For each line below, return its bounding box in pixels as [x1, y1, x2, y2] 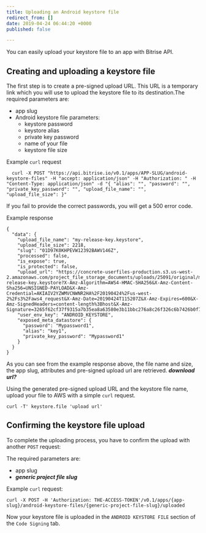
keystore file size [24, 147, 67, 154]
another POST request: [6, 443, 61, 450]
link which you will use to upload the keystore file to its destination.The [6, 89, 185, 96]
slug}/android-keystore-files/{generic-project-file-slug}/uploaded [6, 502, 185, 508]
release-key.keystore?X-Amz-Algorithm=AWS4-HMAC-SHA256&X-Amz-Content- [6, 280, 193, 286]
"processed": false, [17, 253, 70, 259]
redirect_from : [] [6, 15, 53, 21]
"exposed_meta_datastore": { [17, 317, 92, 324]
